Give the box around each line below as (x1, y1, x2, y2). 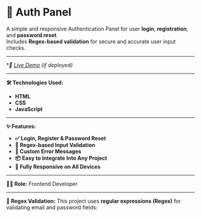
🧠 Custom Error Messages (14, 148, 82, 155)
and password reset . (6, 31, 59, 38)
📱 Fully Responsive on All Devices (14, 163, 100, 170)
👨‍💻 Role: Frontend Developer (6, 180, 78, 187)
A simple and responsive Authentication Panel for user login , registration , (6, 25, 188, 32)
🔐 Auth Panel (6, 5, 72, 19)
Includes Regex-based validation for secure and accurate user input (6, 38, 176, 45)
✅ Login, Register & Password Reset (14, 135, 106, 142)
